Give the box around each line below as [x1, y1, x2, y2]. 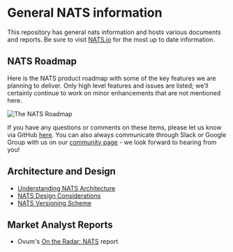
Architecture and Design [7, 166, 116, 178]
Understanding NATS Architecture [17, 184, 116, 192]
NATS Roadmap [7, 56, 77, 68]
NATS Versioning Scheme [17, 198, 92, 207]
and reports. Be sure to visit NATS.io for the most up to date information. [7, 35, 215, 43]
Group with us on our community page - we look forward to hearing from [7, 138, 217, 146]
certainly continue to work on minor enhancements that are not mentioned [7, 88, 221, 97]
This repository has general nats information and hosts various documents [7, 28, 221, 36]
